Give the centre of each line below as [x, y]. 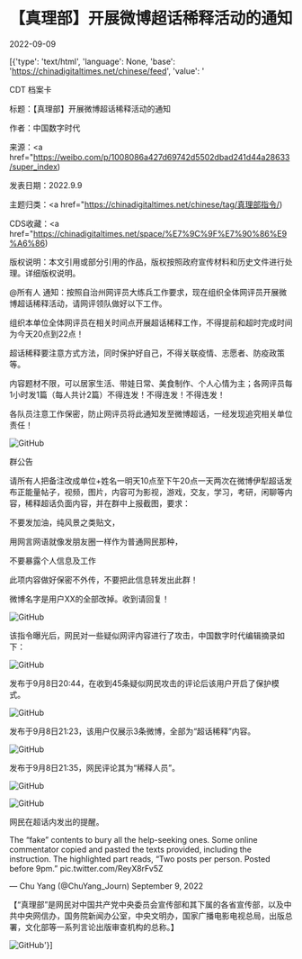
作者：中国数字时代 [45, 128]
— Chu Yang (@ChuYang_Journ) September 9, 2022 [107, 886]
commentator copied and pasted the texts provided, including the [130, 849]
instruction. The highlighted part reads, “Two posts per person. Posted [140, 859]
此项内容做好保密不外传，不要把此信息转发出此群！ [104, 579]
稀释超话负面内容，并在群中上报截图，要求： [107, 503]
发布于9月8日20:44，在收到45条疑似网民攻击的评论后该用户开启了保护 [141, 683]
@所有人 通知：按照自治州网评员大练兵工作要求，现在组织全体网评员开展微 [148, 292]
